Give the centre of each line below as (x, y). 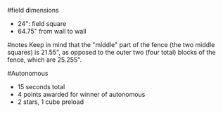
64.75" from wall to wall (52, 31)
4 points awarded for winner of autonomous (81, 94)
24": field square (42, 24)
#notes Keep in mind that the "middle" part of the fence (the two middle (111, 45)
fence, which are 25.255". (45, 60)
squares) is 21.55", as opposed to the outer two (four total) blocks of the (111, 52)
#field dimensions (33, 10)
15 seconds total (41, 87)
